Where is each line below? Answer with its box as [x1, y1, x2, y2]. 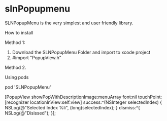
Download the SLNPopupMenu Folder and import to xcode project [12, 49, 151, 55]
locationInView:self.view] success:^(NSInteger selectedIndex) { [29, 99, 162, 105]
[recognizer [5, 99, 29, 105]
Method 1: [5, 39, 26, 46]
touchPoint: [138, 94, 162, 100]
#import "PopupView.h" [12, 54, 62, 61]
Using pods [5, 74, 29, 80]
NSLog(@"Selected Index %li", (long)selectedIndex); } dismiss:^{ [5, 104, 141, 110]
